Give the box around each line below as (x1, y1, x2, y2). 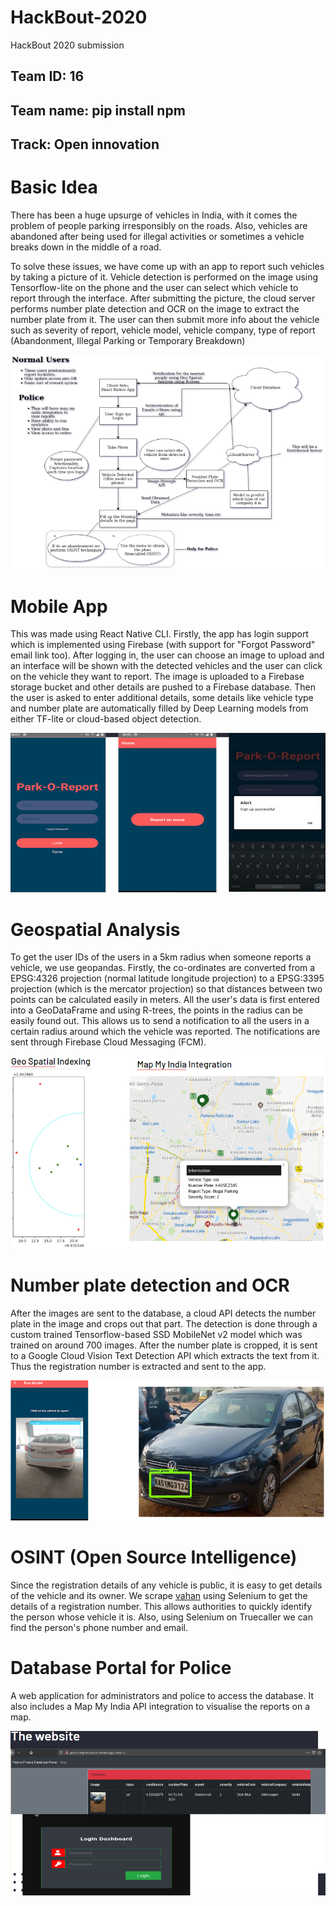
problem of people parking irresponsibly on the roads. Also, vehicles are (10, 220, 308, 232)
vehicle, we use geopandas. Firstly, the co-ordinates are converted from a (10, 962, 316, 974)
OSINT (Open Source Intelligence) (10, 1546, 298, 1569)
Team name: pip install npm (10, 102, 186, 119)
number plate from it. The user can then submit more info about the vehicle (10, 314, 320, 326)
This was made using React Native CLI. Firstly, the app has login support (10, 628, 309, 640)
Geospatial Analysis (10, 918, 181, 941)
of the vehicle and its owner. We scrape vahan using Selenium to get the (10, 1590, 308, 1602)
